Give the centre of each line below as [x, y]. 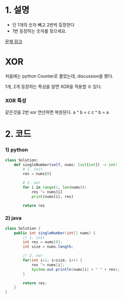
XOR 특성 [16, 100]
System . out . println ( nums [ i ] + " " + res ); [76, 269]
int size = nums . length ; [48, 247]
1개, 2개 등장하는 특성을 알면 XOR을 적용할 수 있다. [54, 86]
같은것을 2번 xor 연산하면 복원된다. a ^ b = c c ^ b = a [57, 112]
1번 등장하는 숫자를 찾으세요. [39, 31]
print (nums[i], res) [52, 196]
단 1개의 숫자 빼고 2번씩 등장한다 [43, 25]
